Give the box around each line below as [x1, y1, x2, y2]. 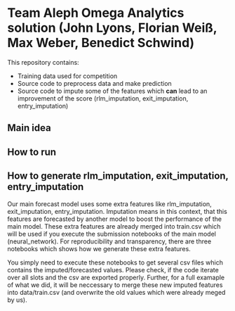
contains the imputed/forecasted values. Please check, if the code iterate [7, 265, 219, 274]
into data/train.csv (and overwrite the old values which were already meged [7, 288, 226, 296]
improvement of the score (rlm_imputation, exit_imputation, [17, 94, 189, 103]
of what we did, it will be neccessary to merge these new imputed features [7, 280, 223, 289]
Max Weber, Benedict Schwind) [7, 35, 195, 51]
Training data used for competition [17, 72, 118, 80]
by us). [7, 296, 27, 304]
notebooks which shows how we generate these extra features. [7, 244, 191, 253]
